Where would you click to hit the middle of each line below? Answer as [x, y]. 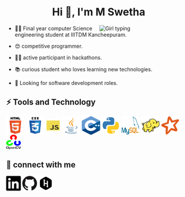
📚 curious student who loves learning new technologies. [83, 69]
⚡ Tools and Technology [51, 102]
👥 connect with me [41, 165]
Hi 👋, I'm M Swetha [99, 12]
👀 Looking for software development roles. [66, 83]
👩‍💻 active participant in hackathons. [58, 57]
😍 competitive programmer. [49, 46]
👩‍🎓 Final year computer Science [53, 28]
